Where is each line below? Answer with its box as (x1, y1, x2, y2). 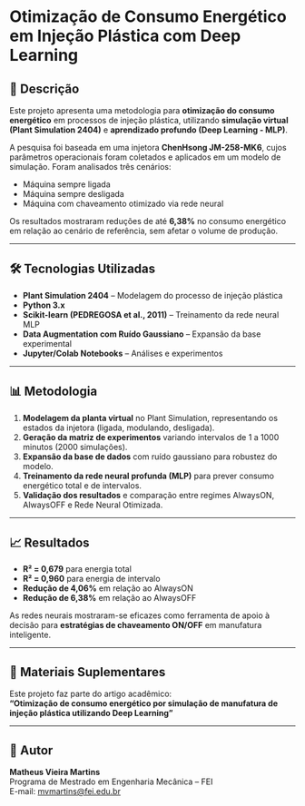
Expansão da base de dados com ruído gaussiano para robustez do (22, 451, 278, 462)
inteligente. (9, 629, 52, 641)
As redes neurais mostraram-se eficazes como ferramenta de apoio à (9, 610, 271, 621)
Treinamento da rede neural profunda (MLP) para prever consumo (22, 470, 275, 481)
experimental (22, 338, 73, 349)
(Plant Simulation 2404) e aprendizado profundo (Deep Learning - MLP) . (9, 124, 289, 135)
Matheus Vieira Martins (9, 767, 101, 778)
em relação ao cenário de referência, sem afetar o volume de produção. (9, 225, 279, 236)
